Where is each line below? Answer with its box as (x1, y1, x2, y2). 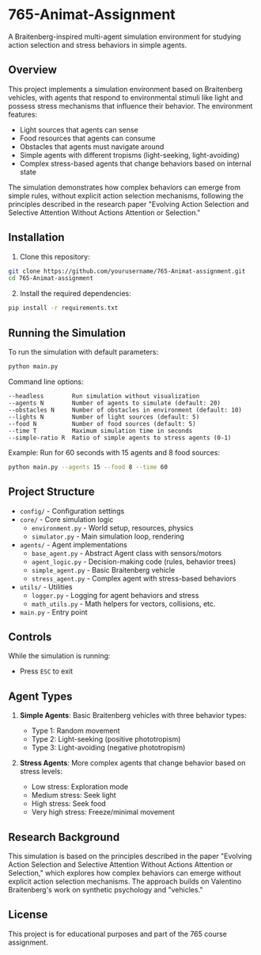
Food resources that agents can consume (19, 133, 156, 143)
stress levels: (19, 767, 63, 777)
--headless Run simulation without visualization (8, 392, 200, 400)
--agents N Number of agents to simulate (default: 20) (8, 399, 221, 407)
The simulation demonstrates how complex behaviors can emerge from (8, 182, 241, 192)
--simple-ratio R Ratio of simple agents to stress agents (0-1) (8, 434, 232, 442)
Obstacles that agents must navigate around (19, 141, 165, 151)
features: (8, 109, 38, 119)
